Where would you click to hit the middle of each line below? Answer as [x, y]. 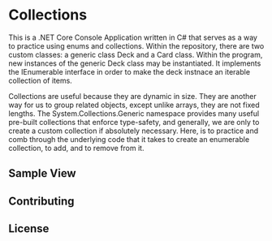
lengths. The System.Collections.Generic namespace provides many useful [134, 113]
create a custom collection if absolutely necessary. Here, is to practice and [134, 131]
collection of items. [41, 80]
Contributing [41, 201]
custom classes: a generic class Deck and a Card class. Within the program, [136, 54]
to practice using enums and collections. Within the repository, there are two [136, 45]
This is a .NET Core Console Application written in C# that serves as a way [133, 37]
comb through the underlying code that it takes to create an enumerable [129, 139]
